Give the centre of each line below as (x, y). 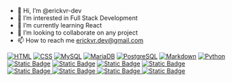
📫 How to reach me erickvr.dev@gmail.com (80, 40)
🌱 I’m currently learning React (60, 25)
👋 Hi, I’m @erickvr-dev (49, 11)
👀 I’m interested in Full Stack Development (78, 18)
